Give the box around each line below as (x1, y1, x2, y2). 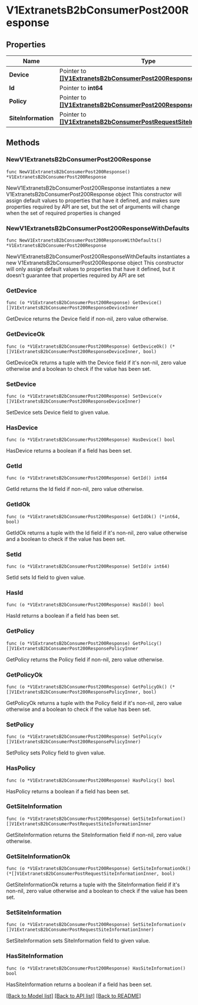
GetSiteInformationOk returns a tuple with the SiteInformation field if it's (6, 881, 180, 888)
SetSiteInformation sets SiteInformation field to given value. (6, 937, 150, 944)
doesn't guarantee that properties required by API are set (6, 272, 145, 279)
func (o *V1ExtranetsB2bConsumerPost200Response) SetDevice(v (6, 393, 162, 399)
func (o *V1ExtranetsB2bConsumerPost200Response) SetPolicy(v (6, 734, 162, 740)
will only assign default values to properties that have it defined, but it (6, 265, 175, 272)
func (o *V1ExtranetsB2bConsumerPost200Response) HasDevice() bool (6, 437, 176, 443)
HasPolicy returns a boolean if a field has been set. (6, 787, 130, 795)
